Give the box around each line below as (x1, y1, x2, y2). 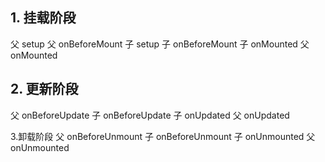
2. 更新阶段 (10, 81, 79, 98)
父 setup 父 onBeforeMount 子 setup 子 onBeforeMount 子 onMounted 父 (10, 38, 310, 50)
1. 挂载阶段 (10, 9, 77, 27)
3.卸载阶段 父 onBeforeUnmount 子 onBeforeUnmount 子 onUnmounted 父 (10, 130, 316, 142)
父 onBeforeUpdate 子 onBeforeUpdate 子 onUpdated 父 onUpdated (10, 109, 290, 121)
